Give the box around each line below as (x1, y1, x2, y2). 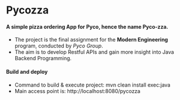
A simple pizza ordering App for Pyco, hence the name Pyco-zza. (6, 23, 168, 30)
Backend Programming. (14, 55, 72, 62)
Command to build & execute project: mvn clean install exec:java (14, 81, 171, 88)
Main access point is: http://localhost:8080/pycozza (14, 87, 141, 94)
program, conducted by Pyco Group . (14, 42, 104, 50)
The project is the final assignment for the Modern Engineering (14, 36, 168, 43)
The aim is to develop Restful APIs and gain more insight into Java (14, 49, 174, 56)
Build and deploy (6, 68, 48, 75)
